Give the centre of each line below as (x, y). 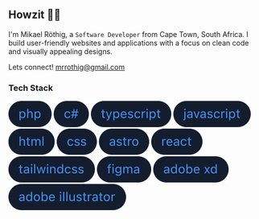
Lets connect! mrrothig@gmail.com (67, 67)
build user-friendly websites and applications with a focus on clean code (129, 43)
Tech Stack (31, 88)
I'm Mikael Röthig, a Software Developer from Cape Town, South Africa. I (129, 34)
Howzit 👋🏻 (35, 15)
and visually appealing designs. (60, 51)
